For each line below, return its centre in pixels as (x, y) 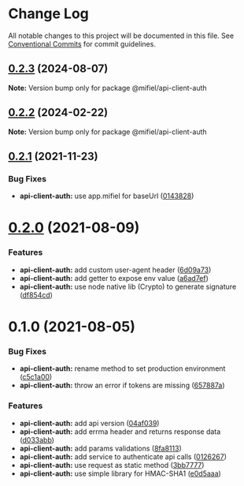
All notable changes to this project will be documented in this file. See (121, 36)
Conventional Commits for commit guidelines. (82, 43)
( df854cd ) (36, 295)
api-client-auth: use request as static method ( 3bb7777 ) (112, 465)
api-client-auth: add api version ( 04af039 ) (89, 423)
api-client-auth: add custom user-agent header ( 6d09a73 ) (115, 270)
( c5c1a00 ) (36, 377)
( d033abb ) (37, 439)
